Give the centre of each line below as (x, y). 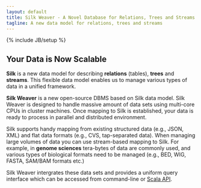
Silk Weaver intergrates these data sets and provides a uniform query (92, 173)
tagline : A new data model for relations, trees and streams (85, 23)
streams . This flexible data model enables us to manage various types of (97, 80)
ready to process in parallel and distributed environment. (76, 117)
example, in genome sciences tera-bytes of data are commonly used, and (98, 148)
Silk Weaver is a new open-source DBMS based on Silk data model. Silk (96, 98)
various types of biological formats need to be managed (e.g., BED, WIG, (96, 155)
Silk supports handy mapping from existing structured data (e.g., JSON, (95, 129)
